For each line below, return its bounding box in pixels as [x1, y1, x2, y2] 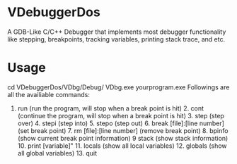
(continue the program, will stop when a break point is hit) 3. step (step [17, 111, 225, 120]
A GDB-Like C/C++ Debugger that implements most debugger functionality [7, 27, 226, 36]
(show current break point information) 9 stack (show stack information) [17, 134, 229, 142]
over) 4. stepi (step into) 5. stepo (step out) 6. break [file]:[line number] [17, 119, 225, 127]
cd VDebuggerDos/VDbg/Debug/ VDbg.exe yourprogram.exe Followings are [7, 82, 230, 92]
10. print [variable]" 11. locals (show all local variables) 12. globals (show [17, 141, 228, 150]
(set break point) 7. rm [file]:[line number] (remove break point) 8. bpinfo [17, 126, 229, 134]
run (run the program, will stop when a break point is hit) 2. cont [17, 103, 204, 113]
